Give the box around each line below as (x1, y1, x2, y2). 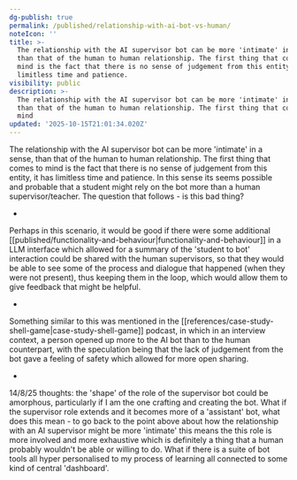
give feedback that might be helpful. (9, 282, 141, 292)
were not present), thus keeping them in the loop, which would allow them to (9, 272, 288, 283)
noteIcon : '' (9, 29, 57, 38)
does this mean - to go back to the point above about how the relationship (9, 416, 279, 426)
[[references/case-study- (180, 316, 274, 326)
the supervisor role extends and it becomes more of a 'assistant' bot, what (9, 407, 280, 416)
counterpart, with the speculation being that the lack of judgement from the (9, 344, 285, 354)
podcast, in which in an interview (145, 325, 266, 336)
